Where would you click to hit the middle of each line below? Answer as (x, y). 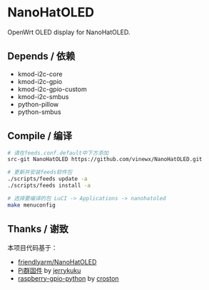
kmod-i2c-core (40, 74)
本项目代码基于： (32, 247)
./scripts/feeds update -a (47, 179)
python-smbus (40, 112)
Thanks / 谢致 (38, 229)
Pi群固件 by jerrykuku (49, 270)
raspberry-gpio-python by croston (68, 278)
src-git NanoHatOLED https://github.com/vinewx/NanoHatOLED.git (105, 160)
